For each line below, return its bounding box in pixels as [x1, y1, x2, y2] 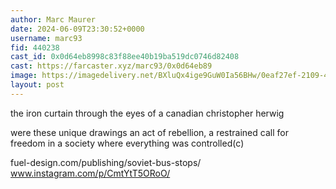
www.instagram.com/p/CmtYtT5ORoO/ [10, 167, 171, 179]
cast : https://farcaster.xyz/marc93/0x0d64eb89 [10, 61, 213, 71]
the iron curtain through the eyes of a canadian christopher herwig [10, 107, 285, 119]
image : [10, 71, 38, 81]
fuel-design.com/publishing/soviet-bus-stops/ [10, 156, 202, 168]
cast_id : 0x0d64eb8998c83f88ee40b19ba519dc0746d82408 [10, 52, 240, 62]
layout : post [10, 80, 65, 90]
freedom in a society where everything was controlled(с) [10, 137, 245, 149]
